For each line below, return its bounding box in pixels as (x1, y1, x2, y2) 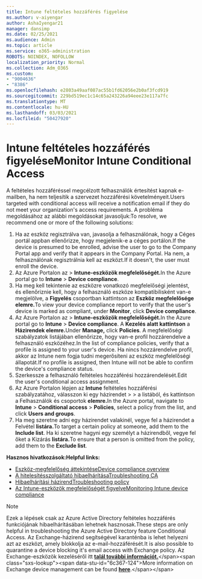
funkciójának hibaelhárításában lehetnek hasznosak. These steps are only (6, 521, 189, 528)
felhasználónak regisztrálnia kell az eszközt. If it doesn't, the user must (14, 256, 190, 264)
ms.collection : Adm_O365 (6, 65, 69, 71)
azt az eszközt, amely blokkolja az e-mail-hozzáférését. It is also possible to (6, 540, 194, 548)
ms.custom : (6, 71, 34, 77)
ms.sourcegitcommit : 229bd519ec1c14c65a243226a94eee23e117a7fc (6, 93, 169, 99)
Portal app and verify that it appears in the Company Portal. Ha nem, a (14, 250, 190, 257)
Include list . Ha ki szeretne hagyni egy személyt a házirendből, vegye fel (14, 429, 196, 437)
